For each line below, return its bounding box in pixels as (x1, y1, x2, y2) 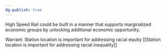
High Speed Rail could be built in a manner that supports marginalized (5, 21, 151, 27)
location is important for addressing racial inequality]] (5, 41, 117, 48)
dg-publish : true (5, 7, 42, 13)
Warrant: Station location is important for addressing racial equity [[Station (5, 36, 161, 42)
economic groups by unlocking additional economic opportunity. (5, 26, 141, 33)
